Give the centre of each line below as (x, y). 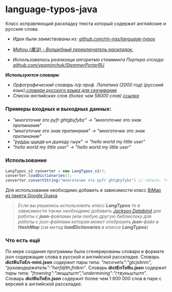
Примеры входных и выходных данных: (58, 109)
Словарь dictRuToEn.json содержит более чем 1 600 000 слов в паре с (84, 279)
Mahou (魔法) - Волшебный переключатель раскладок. (73, 49)
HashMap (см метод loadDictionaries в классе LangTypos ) (83, 227)
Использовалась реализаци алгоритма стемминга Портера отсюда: (89, 59)
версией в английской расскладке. (44, 284)
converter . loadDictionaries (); (39, 176)
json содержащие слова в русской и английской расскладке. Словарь (82, 257)
